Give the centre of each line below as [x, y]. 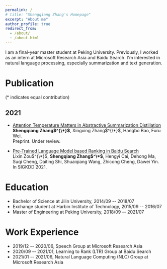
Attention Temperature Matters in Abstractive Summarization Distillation [87, 125]
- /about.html [24, 38]
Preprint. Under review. [36, 141]
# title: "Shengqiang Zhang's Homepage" [48, 15]
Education [27, 187]
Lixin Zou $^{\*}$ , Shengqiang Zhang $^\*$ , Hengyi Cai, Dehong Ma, [84, 156]
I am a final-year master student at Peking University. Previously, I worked [82, 52]
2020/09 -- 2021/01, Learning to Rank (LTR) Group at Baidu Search [82, 251]
